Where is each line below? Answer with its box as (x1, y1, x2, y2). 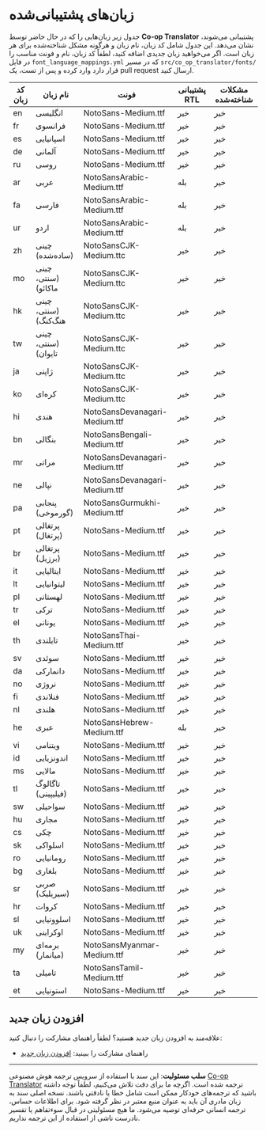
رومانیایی (36, 852, 66, 863)
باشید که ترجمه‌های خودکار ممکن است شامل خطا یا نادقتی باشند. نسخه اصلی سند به (9, 1087, 257, 1097)
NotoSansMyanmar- (83, 939, 160, 951)
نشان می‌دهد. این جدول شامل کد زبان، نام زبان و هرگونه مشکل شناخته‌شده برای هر (9, 40, 254, 49)
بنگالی (36, 434, 57, 445)
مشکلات (219, 84, 248, 95)
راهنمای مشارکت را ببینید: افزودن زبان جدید (20, 1048, 148, 1057)
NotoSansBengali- (83, 429, 153, 440)
